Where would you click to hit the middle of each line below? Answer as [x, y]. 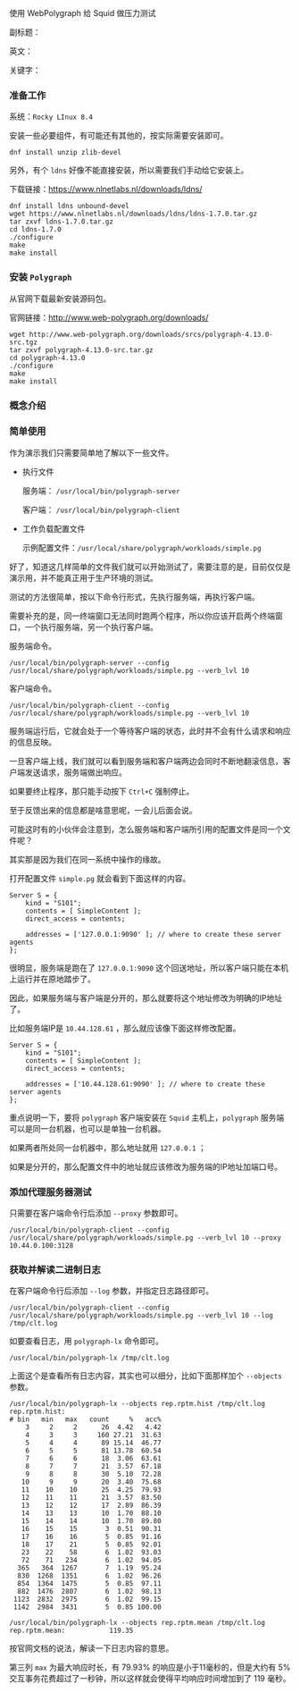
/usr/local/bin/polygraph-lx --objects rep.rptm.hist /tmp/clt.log [137, 1404]
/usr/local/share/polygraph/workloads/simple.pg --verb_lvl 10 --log [142, 1316]
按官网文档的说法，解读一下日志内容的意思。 [92, 1648]
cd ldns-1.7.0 [36, 230]
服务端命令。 [33, 645]
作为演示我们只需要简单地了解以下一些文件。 [92, 452]
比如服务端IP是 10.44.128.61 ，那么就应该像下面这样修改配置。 [125, 1028]
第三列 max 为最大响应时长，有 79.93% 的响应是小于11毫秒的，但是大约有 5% [150, 1667]
